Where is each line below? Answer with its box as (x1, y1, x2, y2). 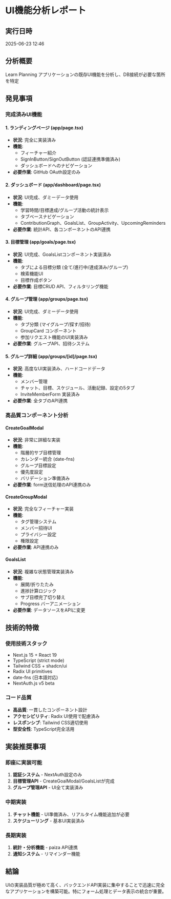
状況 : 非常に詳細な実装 (12, 437, 60, 443)
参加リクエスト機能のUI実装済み (20, 334, 88, 340)
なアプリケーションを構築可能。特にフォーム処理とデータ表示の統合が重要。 (5, 888, 167, 894)
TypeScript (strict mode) (12, 657, 65, 663)
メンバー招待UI (20, 525, 52, 531)
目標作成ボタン (20, 277, 52, 283)
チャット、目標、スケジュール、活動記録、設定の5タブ (20, 385, 135, 391)
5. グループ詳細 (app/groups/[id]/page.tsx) (5, 353, 97, 359)
